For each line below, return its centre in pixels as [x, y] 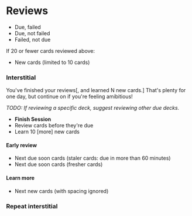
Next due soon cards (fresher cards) [59, 164]
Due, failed [28, 27]
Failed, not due [32, 39]
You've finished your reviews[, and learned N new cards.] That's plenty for [96, 90]
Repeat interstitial [32, 206]
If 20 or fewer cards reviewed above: [51, 50]
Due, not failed [32, 33]
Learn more [20, 178]
